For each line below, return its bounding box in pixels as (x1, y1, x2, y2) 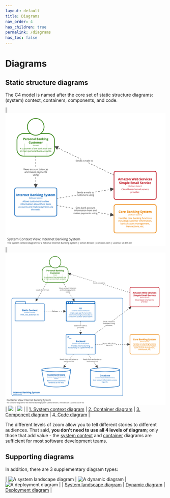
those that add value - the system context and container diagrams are (5, 432, 152, 438)
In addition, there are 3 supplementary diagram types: (5, 466, 119, 472)
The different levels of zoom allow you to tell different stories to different (5, 421, 157, 427)
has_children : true (5, 25, 47, 30)
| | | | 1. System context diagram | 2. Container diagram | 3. (5, 406, 141, 412)
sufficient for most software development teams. (5, 438, 107, 444)
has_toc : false (5, 35, 38, 40)
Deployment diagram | (5, 487, 52, 493)
